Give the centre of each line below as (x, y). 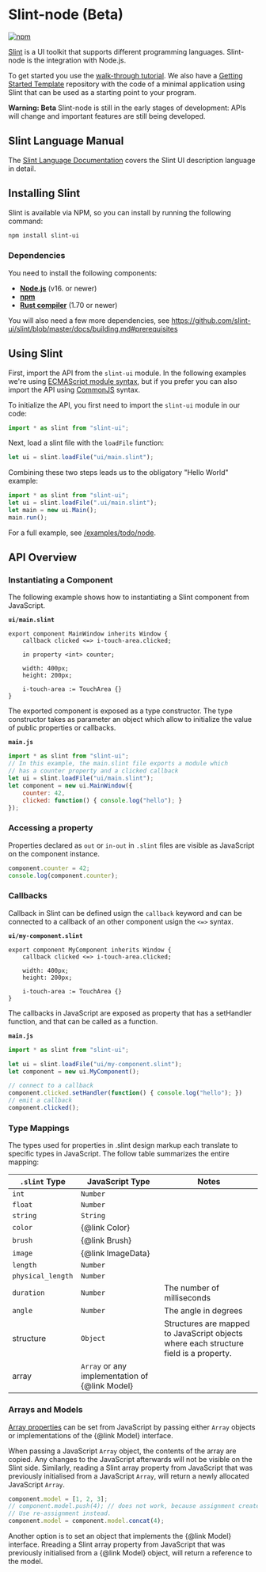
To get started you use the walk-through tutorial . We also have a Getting (125, 75)
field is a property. (198, 1354)
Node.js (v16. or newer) (58, 288)
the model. (26, 1562)
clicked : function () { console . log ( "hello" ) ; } (102, 800)
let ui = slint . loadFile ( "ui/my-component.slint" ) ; (95, 1064)
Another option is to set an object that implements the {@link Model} (120, 1536)
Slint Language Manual (66, 141)
